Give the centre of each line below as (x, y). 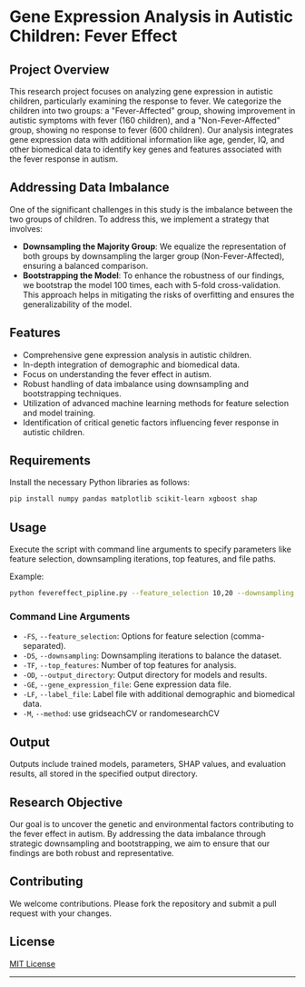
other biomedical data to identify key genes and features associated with (146, 149)
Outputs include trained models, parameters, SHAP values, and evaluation (148, 764)
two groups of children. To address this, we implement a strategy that (139, 219)
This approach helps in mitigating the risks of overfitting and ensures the (158, 294)
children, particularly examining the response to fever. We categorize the (145, 101)
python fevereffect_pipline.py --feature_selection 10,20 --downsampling (152, 593)
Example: (27, 577)
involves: (26, 228)
